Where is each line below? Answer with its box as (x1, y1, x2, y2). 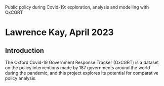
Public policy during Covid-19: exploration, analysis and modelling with (5, 4, 149, 10)
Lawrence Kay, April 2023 (5, 27, 114, 38)
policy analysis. (5, 75, 37, 81)
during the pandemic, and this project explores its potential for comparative (5, 70, 159, 76)
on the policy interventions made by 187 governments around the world (5, 65, 150, 71)
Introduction (5, 46, 44, 55)
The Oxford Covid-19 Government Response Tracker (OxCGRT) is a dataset (5, 59, 159, 65)
